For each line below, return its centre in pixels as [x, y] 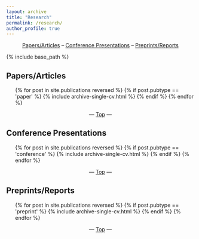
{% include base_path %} [38, 57]
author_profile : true [33, 28]
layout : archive [26, 12]
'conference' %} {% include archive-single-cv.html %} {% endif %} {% [102, 154]
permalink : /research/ [34, 23]
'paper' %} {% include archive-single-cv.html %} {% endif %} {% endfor [104, 97]
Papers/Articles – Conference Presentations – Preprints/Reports [100, 45]
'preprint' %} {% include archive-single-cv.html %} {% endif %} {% [98, 211]
